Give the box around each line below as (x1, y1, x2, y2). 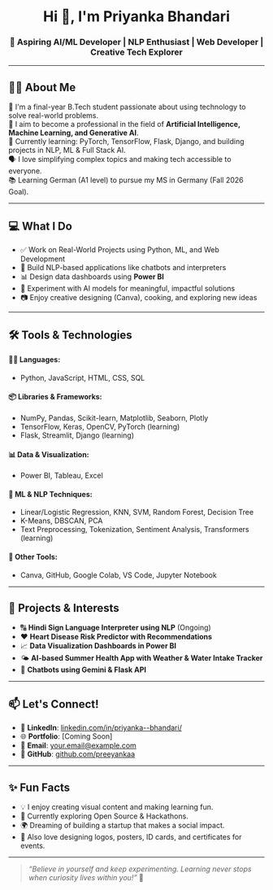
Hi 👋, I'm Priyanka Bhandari (43, 7, 230, 26)
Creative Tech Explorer (90, 46, 183, 58)
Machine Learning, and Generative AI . (8, 128, 139, 137)
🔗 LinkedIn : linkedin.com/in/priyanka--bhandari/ (19, 723, 183, 733)
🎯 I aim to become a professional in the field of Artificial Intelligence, (8, 120, 241, 129)
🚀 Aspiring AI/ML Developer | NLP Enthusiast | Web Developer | (9, 37, 264, 48)
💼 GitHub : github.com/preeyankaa (19, 749, 136, 759)
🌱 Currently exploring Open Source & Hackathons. (19, 811, 188, 821)
